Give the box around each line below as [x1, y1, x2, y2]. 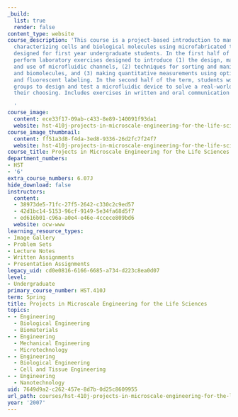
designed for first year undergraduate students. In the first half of [13, 50, 230, 57]
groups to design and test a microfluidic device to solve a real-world [13, 83, 233, 90]
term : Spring [7, 294, 46, 301]
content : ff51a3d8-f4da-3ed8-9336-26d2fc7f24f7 [13, 135, 157, 143]
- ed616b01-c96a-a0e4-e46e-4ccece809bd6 [13, 214, 135, 222]
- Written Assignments [7, 254, 74, 261]
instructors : [7, 188, 46, 195]
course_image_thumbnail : [7, 128, 81, 135]
